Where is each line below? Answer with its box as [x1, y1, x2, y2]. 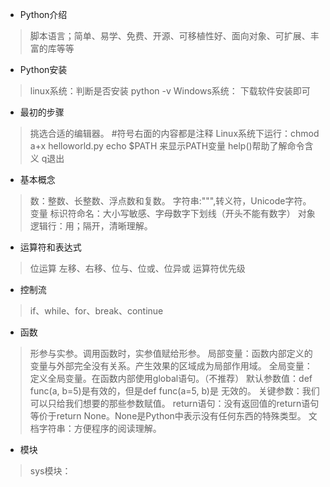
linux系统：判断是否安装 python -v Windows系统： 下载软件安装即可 [29, 85, 311, 97]
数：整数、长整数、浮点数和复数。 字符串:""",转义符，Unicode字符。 [29, 195, 312, 207]
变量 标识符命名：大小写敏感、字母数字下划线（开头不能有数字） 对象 [29, 208, 316, 219]
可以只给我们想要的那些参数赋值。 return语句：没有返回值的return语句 [29, 398, 320, 409]
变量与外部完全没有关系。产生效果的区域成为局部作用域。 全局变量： [29, 360, 313, 372]
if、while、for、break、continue [29, 305, 164, 317]
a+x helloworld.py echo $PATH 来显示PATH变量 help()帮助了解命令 [29, 140, 305, 152]
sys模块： [29, 465, 72, 477]
